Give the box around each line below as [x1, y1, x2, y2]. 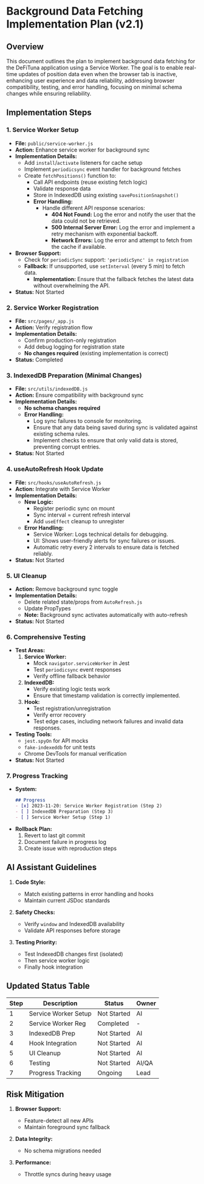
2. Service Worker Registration [6, 303, 99, 312]
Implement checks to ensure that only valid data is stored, [33, 437, 178, 444]
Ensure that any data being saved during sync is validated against [33, 424, 198, 431]
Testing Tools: [15, 731, 52, 738]
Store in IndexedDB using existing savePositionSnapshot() [33, 191, 179, 198]
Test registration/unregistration [33, 705, 111, 712]
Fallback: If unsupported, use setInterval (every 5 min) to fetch [24, 262, 185, 270]
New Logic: [24, 498, 53, 506]
